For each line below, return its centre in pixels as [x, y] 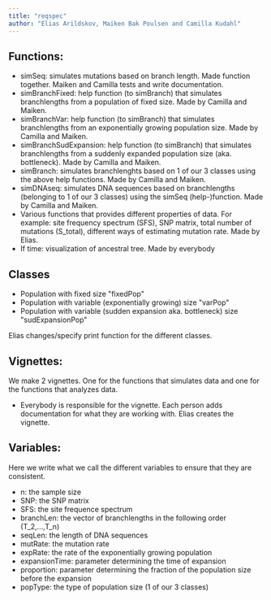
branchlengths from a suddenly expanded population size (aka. [126, 154]
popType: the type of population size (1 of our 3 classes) [114, 587]
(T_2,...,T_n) [40, 526]
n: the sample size [51, 492]
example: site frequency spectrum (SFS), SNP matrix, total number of [136, 223]
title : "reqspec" [38, 16]
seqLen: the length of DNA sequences [84, 535]
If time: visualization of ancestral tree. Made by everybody [117, 249]
